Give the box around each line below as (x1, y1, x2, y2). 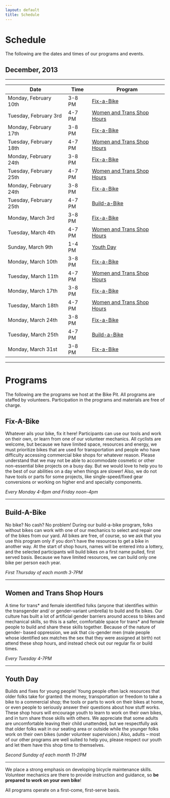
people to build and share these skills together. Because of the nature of (5, 624, 156, 630)
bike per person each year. (5, 559, 61, 566)
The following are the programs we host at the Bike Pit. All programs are (5, 391, 155, 397)
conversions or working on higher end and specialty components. (5, 479, 143, 485)
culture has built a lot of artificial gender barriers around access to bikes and (5, 613, 165, 619)
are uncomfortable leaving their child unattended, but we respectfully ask (5, 720, 158, 726)
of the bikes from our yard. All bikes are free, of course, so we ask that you (5, 533, 161, 539)
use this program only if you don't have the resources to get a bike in (5, 538, 149, 544)
